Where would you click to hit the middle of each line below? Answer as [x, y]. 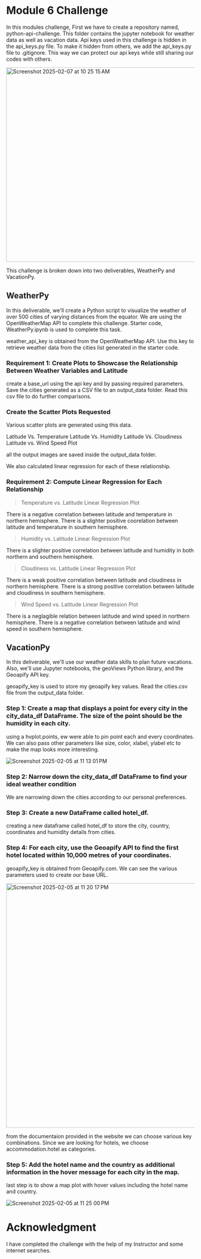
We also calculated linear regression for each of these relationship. [89, 466]
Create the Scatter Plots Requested [58, 412]
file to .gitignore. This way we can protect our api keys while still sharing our [100, 52]
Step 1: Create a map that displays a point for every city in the [97, 709]
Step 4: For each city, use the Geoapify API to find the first [92, 848]
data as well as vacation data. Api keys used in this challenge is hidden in [96, 40]
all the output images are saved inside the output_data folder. [81, 455]
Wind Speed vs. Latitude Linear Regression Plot [80, 604]
